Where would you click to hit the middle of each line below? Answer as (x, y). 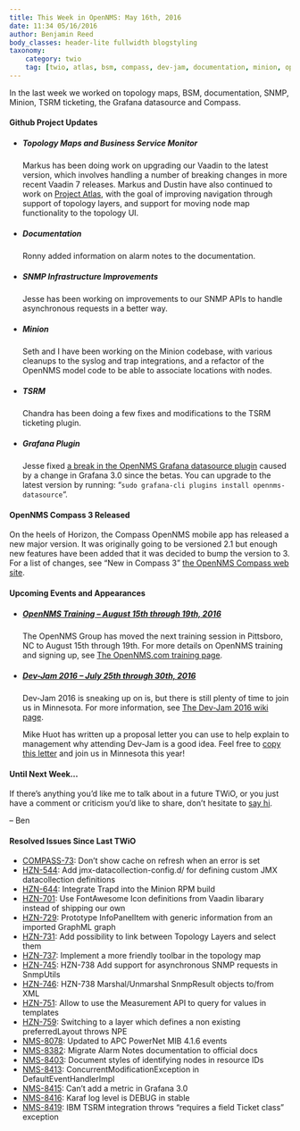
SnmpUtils (41, 975)
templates (41, 1013)
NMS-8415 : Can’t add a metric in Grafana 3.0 (105, 1089)
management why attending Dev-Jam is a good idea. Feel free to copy (151, 744)
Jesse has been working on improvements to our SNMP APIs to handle (152, 299)
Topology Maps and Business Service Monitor (110, 143)
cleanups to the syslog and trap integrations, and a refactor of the (143, 361)
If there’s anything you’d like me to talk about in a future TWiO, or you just (144, 794)
